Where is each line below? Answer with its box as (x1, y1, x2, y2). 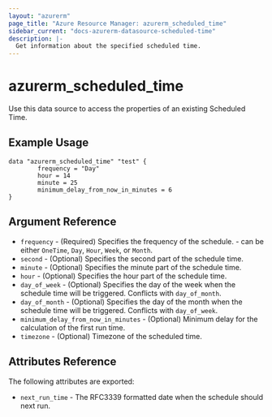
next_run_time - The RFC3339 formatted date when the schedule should (19, 392, 264, 402)
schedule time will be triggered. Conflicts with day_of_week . (19, 305, 218, 315)
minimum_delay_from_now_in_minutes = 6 (37, 186, 173, 194)
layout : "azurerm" (8, 11, 71, 20)
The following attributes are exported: (8, 376, 135, 386)
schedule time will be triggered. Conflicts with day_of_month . (19, 288, 222, 298)
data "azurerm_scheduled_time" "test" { (8, 157, 148, 166)
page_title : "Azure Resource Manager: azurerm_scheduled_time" (8, 19, 227, 28)
